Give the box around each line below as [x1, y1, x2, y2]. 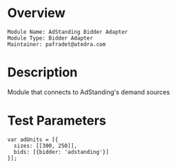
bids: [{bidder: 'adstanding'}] [13, 148, 110, 155]
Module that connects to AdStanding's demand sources [7, 87, 170, 96]
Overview [7, 5, 66, 21]
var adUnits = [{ [7, 136, 59, 143]
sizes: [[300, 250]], [13, 142, 78, 150]
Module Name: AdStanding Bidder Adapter [7, 28, 129, 35]
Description [7, 65, 78, 81]
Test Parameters [7, 113, 107, 129]
